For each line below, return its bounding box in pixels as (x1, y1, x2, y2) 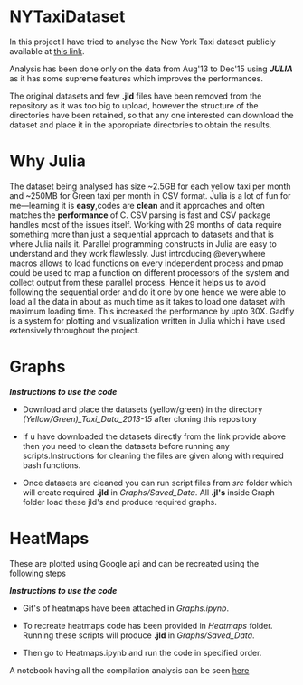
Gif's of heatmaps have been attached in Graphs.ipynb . (22, 603, 229, 614)
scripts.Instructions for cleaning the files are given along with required (22, 450, 284, 461)
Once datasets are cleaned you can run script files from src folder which (22, 477, 293, 488)
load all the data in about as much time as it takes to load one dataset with (9, 296, 286, 306)
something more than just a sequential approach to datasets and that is (9, 229, 274, 239)
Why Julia (9, 151, 86, 172)
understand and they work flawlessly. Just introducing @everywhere (9, 248, 266, 258)
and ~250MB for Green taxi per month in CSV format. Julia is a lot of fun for (9, 190, 291, 201)
